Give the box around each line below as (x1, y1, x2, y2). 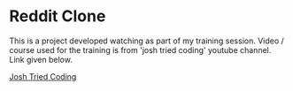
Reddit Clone (9, 6, 106, 27)
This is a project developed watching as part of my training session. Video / (9, 35, 285, 46)
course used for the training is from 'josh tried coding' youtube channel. (9, 44, 272, 55)
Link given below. (9, 54, 73, 64)
